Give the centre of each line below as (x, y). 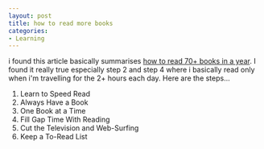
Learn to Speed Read (55, 94)
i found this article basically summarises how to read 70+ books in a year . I (132, 61)
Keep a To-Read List (54, 137)
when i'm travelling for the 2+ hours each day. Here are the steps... (120, 78)
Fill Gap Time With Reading (65, 120)
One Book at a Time (53, 111)
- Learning (27, 38)
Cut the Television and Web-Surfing (79, 128)
